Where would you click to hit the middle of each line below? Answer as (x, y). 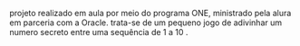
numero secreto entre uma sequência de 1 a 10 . (99, 32)
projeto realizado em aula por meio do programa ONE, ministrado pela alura (150, 13)
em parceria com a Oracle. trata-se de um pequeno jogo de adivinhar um (146, 23)
